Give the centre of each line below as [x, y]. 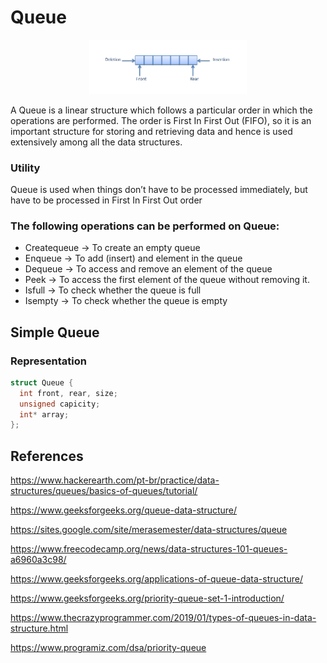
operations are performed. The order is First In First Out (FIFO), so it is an [161, 120]
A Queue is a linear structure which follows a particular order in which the [161, 110]
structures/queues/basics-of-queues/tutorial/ [104, 491]
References [47, 456]
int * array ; [44, 414]
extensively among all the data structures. [96, 142]
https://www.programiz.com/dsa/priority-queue [108, 648]
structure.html [39, 628]
